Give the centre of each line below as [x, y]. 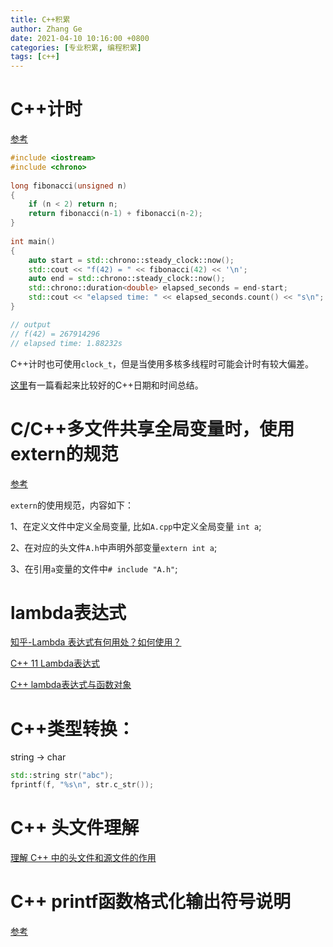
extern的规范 [64, 453]
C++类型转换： [72, 728]
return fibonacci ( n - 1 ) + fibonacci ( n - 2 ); [115, 214]
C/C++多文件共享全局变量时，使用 [152, 428]
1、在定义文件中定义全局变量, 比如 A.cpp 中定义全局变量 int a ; [136, 526]
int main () [33, 241]
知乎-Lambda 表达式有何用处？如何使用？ [96, 642]
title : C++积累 [40, 19]
